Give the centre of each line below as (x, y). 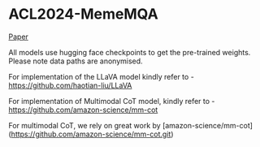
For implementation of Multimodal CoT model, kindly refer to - (112, 101)
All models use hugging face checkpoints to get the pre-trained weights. (130, 52)
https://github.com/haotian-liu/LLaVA (70, 85)
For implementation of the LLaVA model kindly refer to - (102, 76)
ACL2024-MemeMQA (83, 14)
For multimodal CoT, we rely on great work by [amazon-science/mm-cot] (131, 125)
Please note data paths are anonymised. (76, 61)
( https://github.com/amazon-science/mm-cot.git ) (91, 134)
